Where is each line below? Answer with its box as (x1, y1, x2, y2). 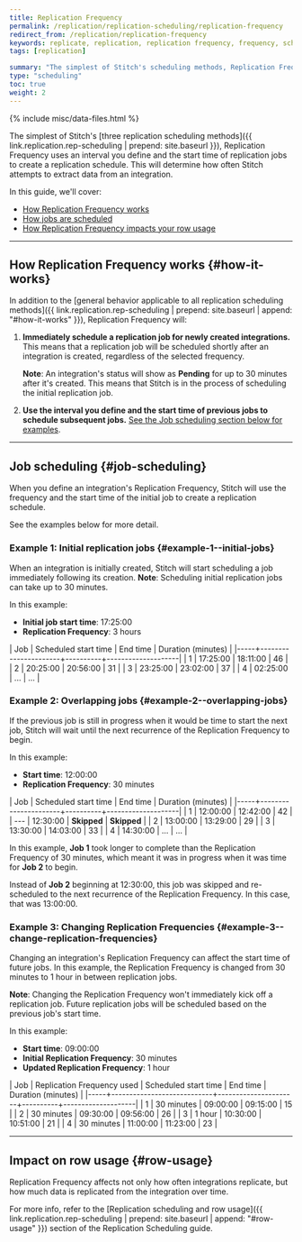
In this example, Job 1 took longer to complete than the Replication (9, 842, 256, 853)
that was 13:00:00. (9, 898, 78, 909)
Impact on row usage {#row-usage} (9, 1153, 214, 1168)
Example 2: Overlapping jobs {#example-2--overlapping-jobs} (9, 695, 289, 708)
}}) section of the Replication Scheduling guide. (37, 1222, 213, 1233)
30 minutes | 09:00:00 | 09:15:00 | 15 (155, 1099, 293, 1110)
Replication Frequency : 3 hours (22, 626, 142, 636)
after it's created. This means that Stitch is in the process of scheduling (22, 378, 287, 388)
